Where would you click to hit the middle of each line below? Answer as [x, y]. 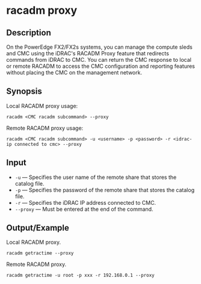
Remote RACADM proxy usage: [45, 128]
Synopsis [24, 92]
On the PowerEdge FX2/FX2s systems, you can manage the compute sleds [99, 47]
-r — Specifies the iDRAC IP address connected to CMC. [85, 202]
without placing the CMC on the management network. [74, 72]
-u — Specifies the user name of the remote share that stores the [96, 177]
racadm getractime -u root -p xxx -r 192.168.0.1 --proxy [80, 276]
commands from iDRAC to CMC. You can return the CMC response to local [99, 60]
